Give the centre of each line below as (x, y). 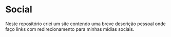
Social (19, 10)
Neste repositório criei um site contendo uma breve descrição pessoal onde (85, 24)
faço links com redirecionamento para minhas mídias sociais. (70, 29)
